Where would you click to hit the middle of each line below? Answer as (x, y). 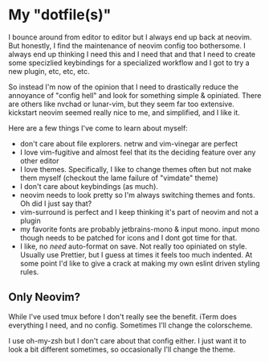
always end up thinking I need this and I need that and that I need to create (132, 54)
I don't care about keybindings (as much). (89, 186)
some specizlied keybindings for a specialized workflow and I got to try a (129, 63)
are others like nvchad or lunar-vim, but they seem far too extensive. (121, 104)
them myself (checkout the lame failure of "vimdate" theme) (119, 178)
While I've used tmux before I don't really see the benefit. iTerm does (122, 316)
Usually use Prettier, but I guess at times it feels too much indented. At (136, 254)
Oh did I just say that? (56, 204)
